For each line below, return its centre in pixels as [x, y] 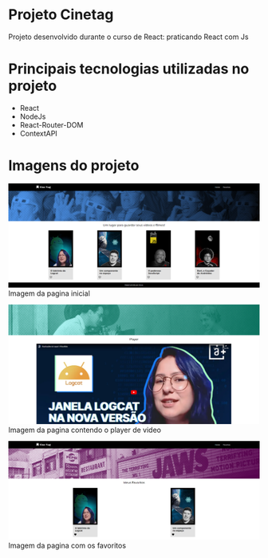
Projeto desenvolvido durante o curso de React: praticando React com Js [128, 37]
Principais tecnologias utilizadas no [129, 69]
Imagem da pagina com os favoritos [67, 546]
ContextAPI [38, 133]
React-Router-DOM [51, 124]
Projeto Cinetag [61, 15]
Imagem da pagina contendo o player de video [85, 430]
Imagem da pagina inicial [49, 293]
